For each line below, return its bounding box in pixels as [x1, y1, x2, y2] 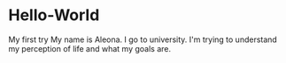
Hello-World [8, 5, 100, 25]
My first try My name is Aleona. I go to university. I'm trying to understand [8, 34, 278, 45]
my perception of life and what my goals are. [8, 43, 172, 53]
